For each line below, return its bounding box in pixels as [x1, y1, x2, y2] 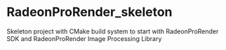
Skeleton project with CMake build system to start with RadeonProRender [6, 27, 219, 35]
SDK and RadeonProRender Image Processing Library [6, 34, 162, 42]
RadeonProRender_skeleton [6, 4, 173, 20]
